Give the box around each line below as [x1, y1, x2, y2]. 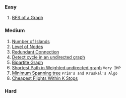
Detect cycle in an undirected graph [11, 54, 85, 60]
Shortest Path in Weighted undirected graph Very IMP [11, 64, 121, 70]
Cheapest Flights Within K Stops [11, 75, 78, 81]
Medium [4, 27, 25, 34]
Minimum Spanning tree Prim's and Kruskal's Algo [11, 70, 118, 76]
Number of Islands [11, 38, 50, 44]
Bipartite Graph [11, 59, 43, 65]
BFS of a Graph [11, 15, 43, 21]
